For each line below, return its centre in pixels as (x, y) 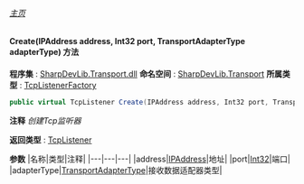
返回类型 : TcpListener (51, 140)
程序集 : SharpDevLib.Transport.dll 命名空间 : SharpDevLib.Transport (137, 74)
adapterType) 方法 (44, 52)
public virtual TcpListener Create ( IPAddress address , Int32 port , (139, 102)
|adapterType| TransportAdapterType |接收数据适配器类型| (116, 170)
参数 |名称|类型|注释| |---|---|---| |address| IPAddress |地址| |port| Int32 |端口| (150, 159)
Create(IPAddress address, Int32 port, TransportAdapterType (128, 41)
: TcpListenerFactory (58, 85)
